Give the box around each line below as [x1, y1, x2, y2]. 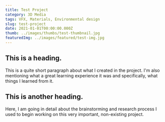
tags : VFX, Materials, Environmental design [5, 17, 100, 22]
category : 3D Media [5, 12, 46, 17]
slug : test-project [5, 21, 46, 27]
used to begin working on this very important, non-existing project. [5, 111, 144, 117]
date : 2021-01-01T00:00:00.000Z [5, 26, 73, 31]
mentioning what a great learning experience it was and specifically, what [5, 72, 158, 78]
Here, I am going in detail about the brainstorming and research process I [5, 106, 157, 112]
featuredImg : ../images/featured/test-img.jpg [5, 36, 105, 41]
